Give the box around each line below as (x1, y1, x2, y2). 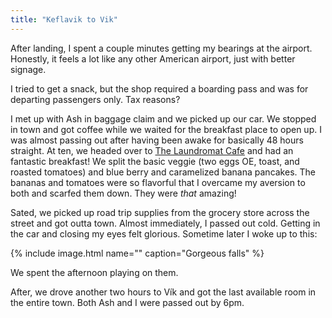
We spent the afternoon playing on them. (10, 266, 179, 278)
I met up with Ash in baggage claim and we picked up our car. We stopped (10, 112, 317, 125)
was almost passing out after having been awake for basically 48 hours (10, 134, 304, 146)
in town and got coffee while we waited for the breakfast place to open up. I (10, 123, 322, 135)
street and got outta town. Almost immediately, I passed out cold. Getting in (10, 217, 321, 229)
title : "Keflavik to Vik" (10, 14, 118, 25)
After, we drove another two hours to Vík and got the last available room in (10, 286, 317, 298)
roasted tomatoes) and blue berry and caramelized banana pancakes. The (10, 166, 316, 178)
